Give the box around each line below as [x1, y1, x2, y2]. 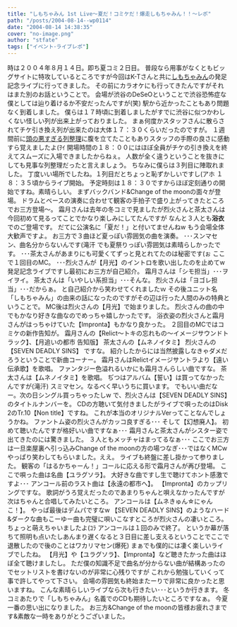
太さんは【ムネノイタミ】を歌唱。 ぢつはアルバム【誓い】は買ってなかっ [7, 373, 219, 381]
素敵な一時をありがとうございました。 [17, 612, 129, 620]
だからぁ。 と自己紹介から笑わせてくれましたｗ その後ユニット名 [28, 284, 218, 293]
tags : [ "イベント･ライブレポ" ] [7, 43, 90, 50]
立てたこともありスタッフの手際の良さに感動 [99, 134, 230, 142]
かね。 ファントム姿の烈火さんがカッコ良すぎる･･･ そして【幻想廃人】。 [13, 418, 221, 425]
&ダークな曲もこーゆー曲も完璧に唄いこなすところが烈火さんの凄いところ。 [7, 514, 228, 523]
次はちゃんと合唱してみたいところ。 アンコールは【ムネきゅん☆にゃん [7, 497, 213, 505]
